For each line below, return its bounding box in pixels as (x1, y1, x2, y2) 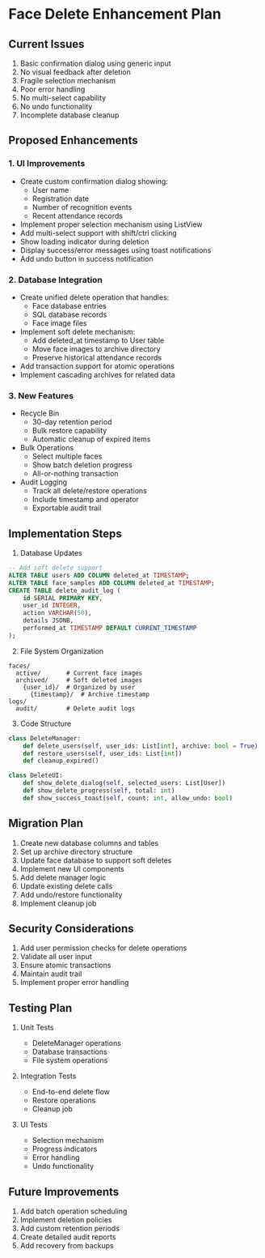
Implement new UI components (19, 864, 125, 873)
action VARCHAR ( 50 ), (23, 609, 92, 617)
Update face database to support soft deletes (19, 855, 172, 865)
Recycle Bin (19, 408, 60, 418)
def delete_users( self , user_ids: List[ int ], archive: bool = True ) (23, 742, 259, 750)
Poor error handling (19, 84, 86, 94)
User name (32, 185, 69, 194)
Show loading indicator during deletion (19, 237, 149, 246)
